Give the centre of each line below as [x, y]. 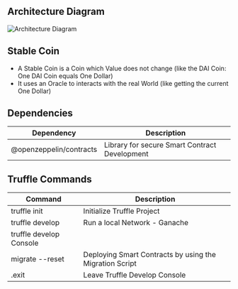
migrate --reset [38, 259]
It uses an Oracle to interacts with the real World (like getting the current [123, 83]
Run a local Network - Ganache [136, 223]
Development [126, 154]
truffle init [27, 211]
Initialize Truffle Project [121, 211]
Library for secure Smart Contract [160, 145]
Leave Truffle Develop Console [135, 275]
